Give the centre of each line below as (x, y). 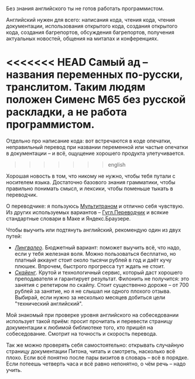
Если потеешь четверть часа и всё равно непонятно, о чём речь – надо (96, 364)
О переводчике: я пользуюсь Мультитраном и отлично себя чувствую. (95, 206)
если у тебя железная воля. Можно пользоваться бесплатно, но (95, 253)
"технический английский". (49, 303)
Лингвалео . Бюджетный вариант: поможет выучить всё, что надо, (98, 247)
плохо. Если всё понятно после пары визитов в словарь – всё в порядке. (97, 357)
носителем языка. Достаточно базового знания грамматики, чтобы (91, 182)
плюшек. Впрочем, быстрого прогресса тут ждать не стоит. (90, 266)
